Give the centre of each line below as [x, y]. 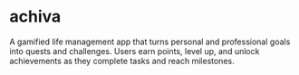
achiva [35, 17]
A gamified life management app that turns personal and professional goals [150, 42]
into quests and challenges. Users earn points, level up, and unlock [135, 51]
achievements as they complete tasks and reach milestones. [122, 61]
